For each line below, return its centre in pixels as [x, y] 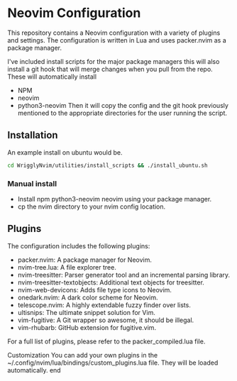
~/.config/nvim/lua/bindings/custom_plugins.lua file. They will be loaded [113, 363]
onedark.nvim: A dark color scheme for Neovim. [88, 297]
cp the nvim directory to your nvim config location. [92, 206]
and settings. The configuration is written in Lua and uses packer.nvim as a [117, 40]
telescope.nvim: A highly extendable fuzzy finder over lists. [104, 305]
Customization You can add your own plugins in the [83, 355]
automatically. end [34, 370]
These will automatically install [52, 77]
